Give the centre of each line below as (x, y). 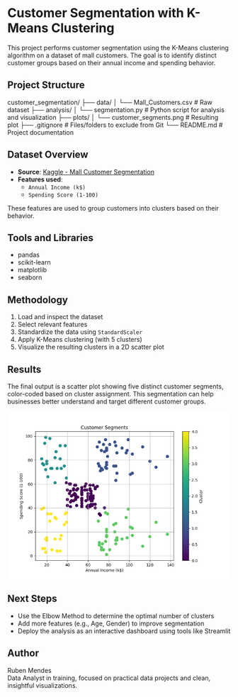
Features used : (40, 179)
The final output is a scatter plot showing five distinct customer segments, (115, 386)
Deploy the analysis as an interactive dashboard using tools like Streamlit (124, 631)
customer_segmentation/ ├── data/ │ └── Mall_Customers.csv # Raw (110, 102)
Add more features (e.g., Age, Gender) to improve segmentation (111, 623)
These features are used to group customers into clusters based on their (113, 208)
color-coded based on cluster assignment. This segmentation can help (110, 394)
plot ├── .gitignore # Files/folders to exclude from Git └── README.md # (115, 125)
